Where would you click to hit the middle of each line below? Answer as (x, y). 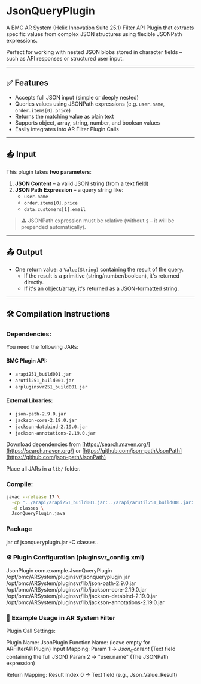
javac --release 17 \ (33, 497)
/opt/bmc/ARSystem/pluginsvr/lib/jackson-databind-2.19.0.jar (82, 596)
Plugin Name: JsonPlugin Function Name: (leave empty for (78, 643)
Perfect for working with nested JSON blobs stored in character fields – (94, 52)
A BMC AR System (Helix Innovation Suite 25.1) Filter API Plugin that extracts (100, 28)
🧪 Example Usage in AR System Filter (61, 617)
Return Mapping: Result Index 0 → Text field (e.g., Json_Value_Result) (92, 674)
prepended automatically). (53, 227)
